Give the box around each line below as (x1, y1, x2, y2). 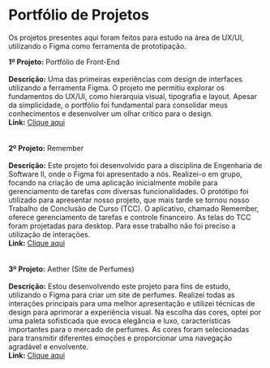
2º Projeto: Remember (8, 143, 84, 153)
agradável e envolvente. (8, 341, 89, 351)
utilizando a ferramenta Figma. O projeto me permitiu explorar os (8, 83, 225, 93)
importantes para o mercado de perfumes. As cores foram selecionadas (8, 324, 250, 334)
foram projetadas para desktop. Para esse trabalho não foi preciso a (8, 221, 237, 231)
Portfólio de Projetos (8, 6, 150, 24)
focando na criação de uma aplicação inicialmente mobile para (8, 177, 218, 188)
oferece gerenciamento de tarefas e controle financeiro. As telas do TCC (8, 212, 251, 222)
